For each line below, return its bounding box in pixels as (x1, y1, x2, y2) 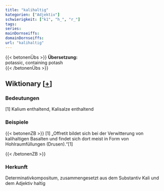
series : (5, 26, 22, 31)
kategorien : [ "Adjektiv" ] (5, 12, 60, 17)
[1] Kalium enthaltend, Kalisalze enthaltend (5, 106, 94, 112)
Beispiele (5, 119, 29, 126)
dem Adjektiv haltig (5, 180, 46, 186)
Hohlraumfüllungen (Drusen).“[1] (5, 141, 73, 147)
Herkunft (5, 163, 28, 170)
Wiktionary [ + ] (5, 79, 52, 88)
